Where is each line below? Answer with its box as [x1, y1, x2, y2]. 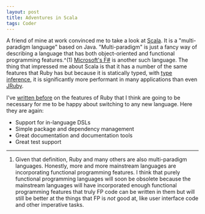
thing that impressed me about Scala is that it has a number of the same [6, 63, 187, 70]
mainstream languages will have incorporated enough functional [15, 182, 177, 189]
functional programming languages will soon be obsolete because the [15, 175, 191, 183]
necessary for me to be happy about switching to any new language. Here [6, 101, 193, 108]
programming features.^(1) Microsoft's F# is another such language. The [6, 56, 189, 64]
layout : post [6, 9, 40, 15]
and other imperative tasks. [15, 201, 84, 209]
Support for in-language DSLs [15, 119, 91, 126]
